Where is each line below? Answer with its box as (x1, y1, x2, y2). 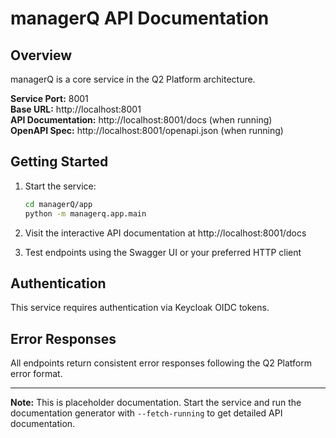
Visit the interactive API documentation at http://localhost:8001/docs (24, 227, 307, 239)
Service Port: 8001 (10, 93, 89, 104)
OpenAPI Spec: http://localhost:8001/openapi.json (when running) (10, 125, 284, 136)
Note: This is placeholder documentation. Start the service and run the (10, 397, 302, 409)
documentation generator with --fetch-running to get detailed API (10, 407, 283, 419)
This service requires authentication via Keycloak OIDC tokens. (10, 302, 270, 314)
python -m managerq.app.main (24, 208, 147, 219)
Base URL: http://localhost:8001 (10, 103, 142, 115)
